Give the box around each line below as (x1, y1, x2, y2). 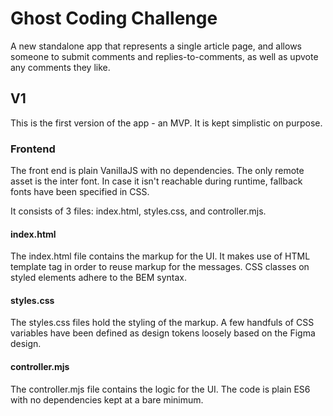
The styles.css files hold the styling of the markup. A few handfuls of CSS (10, 317, 315, 329)
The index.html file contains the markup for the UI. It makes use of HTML (10, 250, 311, 262)
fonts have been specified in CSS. (10, 186, 150, 198)
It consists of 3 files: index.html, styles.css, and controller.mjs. (10, 205, 267, 217)
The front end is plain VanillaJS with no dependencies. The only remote (10, 165, 305, 177)
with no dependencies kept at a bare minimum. (10, 393, 204, 406)
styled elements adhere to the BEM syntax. (10, 272, 188, 284)
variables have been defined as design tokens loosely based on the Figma (10, 327, 316, 339)
